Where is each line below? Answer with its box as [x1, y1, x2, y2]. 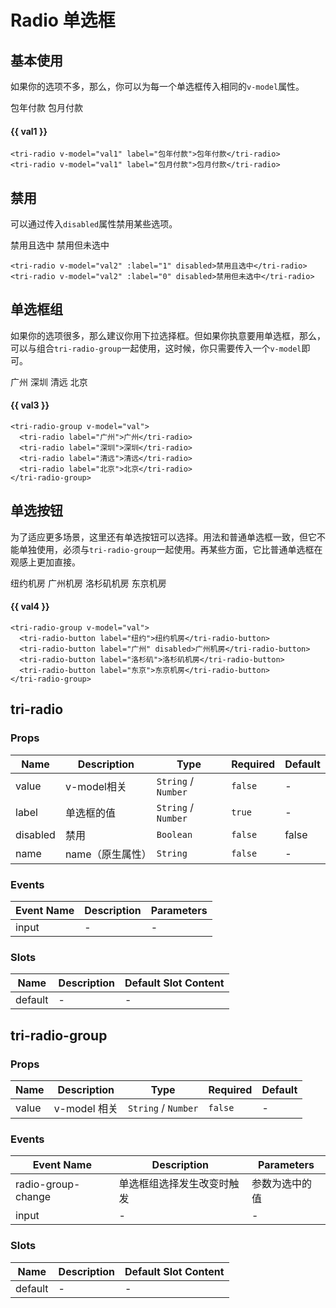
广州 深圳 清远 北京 [10, 376, 88, 388]
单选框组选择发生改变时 [118, 1177, 230, 1191]
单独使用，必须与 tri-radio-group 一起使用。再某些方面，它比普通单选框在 [18, 543, 323, 555]
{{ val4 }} [10, 601, 50, 613]
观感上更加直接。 [10, 556, 81, 568]
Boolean [156, 829, 193, 840]
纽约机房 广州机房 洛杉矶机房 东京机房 [10, 577, 167, 589]
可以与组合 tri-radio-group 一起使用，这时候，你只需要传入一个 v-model [10, 342, 302, 354]
